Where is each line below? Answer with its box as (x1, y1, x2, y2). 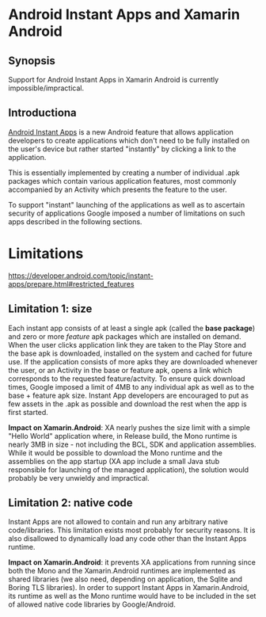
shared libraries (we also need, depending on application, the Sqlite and (8, 574, 243, 584)
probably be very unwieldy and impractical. (8, 473, 150, 482)
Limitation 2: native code (8, 496, 133, 509)
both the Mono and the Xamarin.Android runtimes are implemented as (8, 566, 236, 576)
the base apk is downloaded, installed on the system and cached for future (8, 348, 253, 358)
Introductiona (8, 106, 77, 120)
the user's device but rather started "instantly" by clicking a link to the (8, 144, 237, 154)
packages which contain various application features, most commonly (8, 176, 237, 185)
